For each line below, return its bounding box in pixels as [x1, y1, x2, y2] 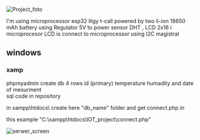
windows [6, 48, 42, 58]
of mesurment [6, 86, 42, 93]
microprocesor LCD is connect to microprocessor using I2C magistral [6, 30, 179, 37]
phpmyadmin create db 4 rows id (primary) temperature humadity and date [6, 79, 194, 87]
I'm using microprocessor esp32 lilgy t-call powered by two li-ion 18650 [6, 17, 186, 24]
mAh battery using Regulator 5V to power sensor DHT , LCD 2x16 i [6, 24, 172, 31]
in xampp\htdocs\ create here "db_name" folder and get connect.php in [6, 104, 185, 111]
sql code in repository [6, 92, 61, 100]
